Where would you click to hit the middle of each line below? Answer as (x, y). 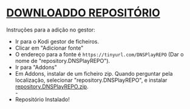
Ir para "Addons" (36, 67)
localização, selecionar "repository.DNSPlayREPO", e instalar (91, 80)
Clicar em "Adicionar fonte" (49, 48)
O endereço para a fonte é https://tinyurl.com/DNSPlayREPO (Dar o (99, 54)
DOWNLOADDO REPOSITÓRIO (83, 13)
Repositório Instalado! (42, 99)
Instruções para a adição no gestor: (51, 30)
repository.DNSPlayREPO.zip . (52, 86)
